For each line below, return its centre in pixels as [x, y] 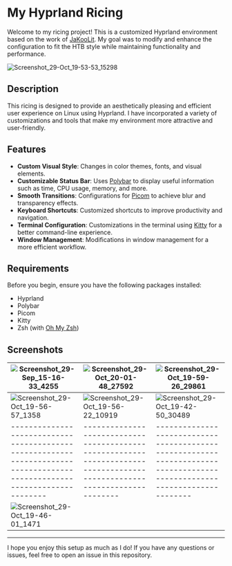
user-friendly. [27, 128]
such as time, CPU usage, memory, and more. [83, 188]
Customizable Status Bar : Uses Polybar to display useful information [115, 180]
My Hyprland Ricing [65, 13]
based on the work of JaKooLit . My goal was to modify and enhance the [110, 39]
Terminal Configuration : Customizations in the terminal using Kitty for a [119, 225]
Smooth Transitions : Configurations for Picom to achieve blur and [111, 196]
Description [33, 89]
